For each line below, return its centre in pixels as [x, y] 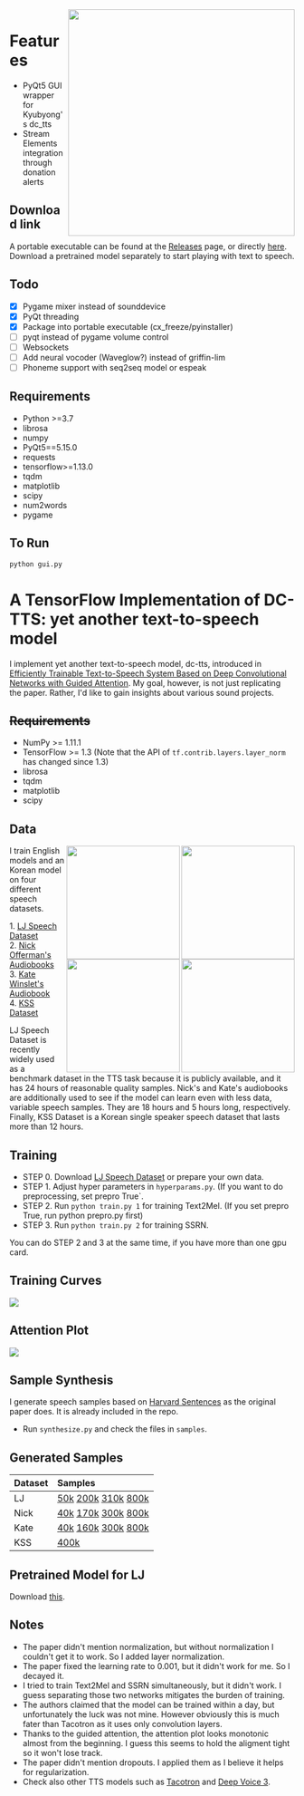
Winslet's [27, 984]
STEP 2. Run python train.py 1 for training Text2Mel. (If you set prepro [156, 1206]
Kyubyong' [43, 114]
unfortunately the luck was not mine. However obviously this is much [151, 1714]
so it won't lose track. [62, 1753]
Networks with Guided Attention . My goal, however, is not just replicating [145, 682]
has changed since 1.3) [66, 762]
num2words [45, 505]
